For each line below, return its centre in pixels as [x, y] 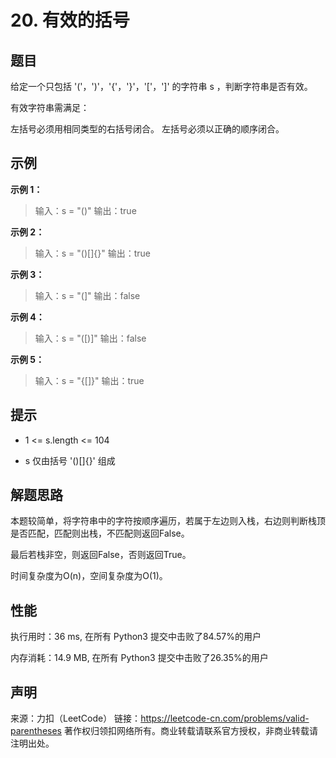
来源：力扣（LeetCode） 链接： [76, 718]
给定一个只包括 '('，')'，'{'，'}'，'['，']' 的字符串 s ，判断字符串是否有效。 [161, 86]
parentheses [36, 731]
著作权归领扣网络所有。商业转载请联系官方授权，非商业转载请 [190, 731]
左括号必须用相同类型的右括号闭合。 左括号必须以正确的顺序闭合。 [147, 129]
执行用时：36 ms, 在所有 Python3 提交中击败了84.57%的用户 [136, 637]
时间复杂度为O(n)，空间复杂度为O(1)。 [89, 576]
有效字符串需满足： [50, 107]
